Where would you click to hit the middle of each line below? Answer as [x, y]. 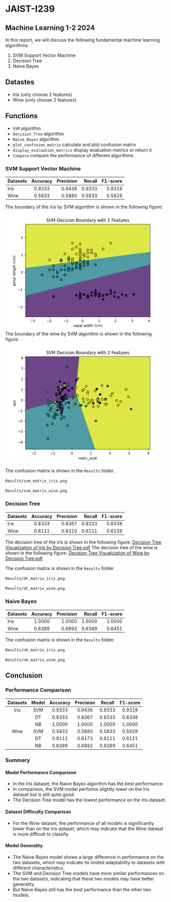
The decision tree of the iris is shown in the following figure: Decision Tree [83, 542]
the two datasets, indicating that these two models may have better [83, 879]
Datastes [20, 82]
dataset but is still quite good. [44, 795]
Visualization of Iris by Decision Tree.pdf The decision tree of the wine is [82, 548]
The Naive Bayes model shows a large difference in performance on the [88, 857]
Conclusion [24, 676]
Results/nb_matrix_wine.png [35, 660]
